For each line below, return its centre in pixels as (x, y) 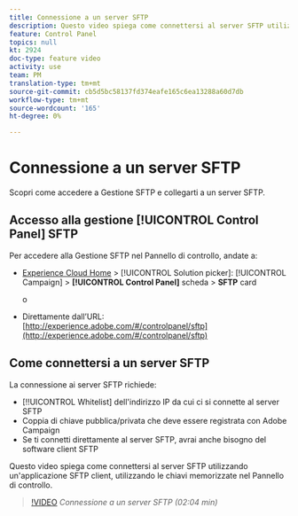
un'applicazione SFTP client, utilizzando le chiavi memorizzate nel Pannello (147, 475)
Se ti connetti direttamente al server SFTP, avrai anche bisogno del (144, 439)
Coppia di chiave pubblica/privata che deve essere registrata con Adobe (154, 420)
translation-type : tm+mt (55, 83)
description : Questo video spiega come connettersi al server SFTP (137, 26)
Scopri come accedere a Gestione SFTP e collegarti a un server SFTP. (137, 192)
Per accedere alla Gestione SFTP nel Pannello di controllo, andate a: (133, 255)
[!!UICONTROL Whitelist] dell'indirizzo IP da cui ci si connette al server (150, 402)
